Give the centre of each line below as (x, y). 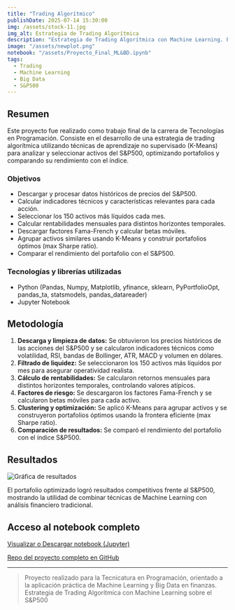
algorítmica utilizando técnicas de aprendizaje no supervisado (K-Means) (113, 146)
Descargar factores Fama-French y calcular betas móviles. (102, 231)
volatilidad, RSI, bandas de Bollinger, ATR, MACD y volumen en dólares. (120, 355)
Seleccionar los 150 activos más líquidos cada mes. (91, 216)
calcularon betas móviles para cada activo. (79, 400)
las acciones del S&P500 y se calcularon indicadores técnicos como (116, 348)
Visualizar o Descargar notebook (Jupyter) (69, 544)
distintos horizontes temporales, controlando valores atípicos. (106, 386)
